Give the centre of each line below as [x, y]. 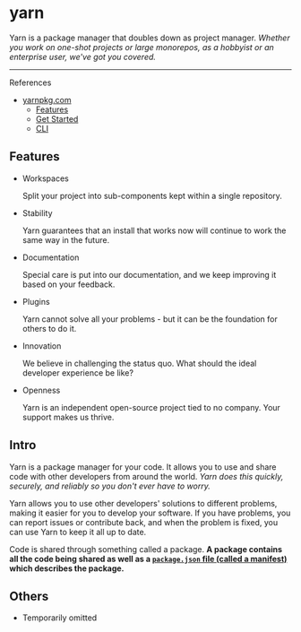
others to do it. [49, 328]
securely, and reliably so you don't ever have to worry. [110, 486]
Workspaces [45, 178]
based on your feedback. [69, 284]
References [30, 82]
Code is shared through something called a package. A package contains [146, 549]
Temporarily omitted [60, 618]
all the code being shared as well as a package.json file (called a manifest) [148, 558]
